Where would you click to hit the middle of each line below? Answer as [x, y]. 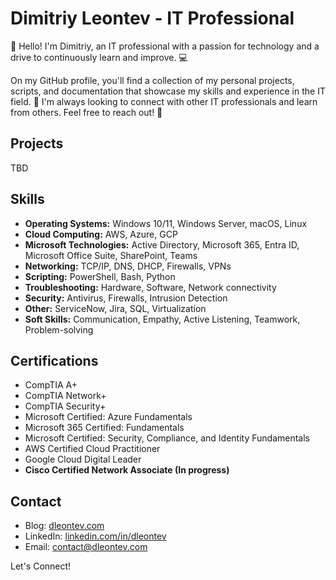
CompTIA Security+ [65, 406]
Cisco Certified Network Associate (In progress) [127, 470]
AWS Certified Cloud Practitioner [92, 449]
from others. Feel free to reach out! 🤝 [86, 112]
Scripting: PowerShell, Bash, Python [100, 276]
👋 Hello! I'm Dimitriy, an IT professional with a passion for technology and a [165, 46]
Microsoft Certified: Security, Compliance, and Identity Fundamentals [167, 438]
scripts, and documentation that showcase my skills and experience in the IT [168, 91]
